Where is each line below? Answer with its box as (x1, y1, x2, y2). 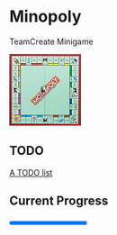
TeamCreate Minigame (9, 36, 94, 47)
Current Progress (9, 194, 109, 209)
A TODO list (9, 167, 53, 177)
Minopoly (9, 6, 82, 27)
